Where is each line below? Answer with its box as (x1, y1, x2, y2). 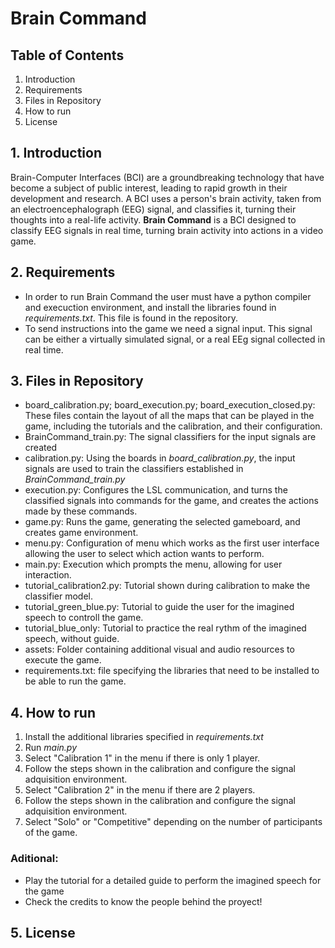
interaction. (24, 569, 72, 581)
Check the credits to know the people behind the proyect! (24, 895, 263, 907)
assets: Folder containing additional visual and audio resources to (24, 643, 295, 656)
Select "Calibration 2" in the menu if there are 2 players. (24, 784, 256, 796)
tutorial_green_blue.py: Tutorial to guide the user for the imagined (24, 601, 295, 613)
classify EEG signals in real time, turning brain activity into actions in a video (10, 224, 324, 236)
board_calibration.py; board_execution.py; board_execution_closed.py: (24, 399, 316, 411)
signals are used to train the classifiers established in (24, 463, 244, 475)
